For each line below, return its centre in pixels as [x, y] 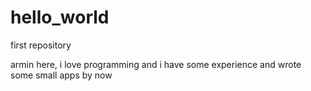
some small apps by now [61, 75]
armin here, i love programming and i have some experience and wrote [156, 64]
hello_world [60, 17]
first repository [41, 45]
